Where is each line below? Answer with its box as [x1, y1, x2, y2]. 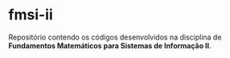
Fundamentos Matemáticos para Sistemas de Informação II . [8, 40, 212, 50]
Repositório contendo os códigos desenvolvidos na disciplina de [8, 32, 222, 42]
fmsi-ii [8, 6, 54, 24]
